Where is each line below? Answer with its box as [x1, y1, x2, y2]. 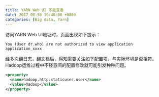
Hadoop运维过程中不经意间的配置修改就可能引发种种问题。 [5, 62, 129, 68]
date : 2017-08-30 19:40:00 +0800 [5, 12, 76, 17]
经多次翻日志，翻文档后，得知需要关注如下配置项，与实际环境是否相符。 [5, 56, 156, 62]
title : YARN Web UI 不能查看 [5, 7, 64, 13]
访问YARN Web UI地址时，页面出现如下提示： [5, 32, 101, 38]
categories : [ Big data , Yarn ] [5, 17, 70, 22]
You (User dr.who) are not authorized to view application [5, 42, 133, 47]
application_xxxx [5, 46, 42, 52]
